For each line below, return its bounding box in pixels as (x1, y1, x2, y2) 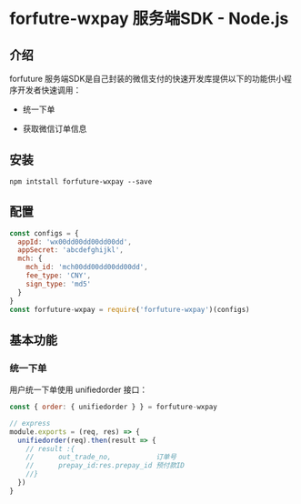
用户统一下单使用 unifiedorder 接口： (9, 384, 148, 396)
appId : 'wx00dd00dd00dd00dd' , (17, 237, 132, 247)
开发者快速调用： (16, 85, 82, 96)
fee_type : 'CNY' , (25, 271, 92, 280)
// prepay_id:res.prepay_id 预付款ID (25, 461, 185, 470)
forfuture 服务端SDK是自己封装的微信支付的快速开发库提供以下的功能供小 (9, 74, 285, 84)
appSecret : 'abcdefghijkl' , (17, 246, 125, 255)
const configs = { (9, 228, 79, 237)
